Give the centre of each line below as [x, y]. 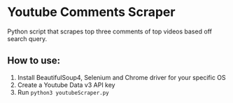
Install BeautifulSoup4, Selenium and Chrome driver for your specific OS [121, 77]
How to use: [34, 61]
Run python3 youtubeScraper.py [63, 92]
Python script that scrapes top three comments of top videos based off [110, 31]
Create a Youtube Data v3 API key [66, 85]
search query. [27, 38]
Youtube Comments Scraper [91, 12]
